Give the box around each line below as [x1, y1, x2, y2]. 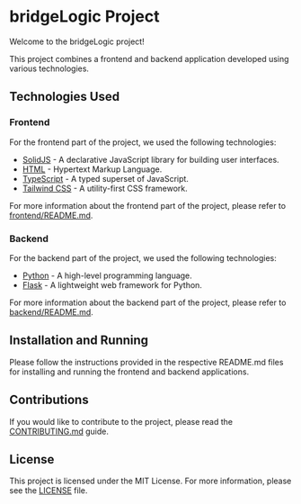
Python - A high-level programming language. [22, 270, 193, 281]
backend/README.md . [9, 306, 94, 317]
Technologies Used [9, 89, 120, 104]
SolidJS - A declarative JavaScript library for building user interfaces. [22, 154, 280, 165]
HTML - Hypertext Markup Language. [22, 164, 163, 175]
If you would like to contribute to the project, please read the [9, 416, 234, 427]
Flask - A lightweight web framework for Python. [22, 279, 202, 290]
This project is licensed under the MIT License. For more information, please [9, 475, 292, 487]
